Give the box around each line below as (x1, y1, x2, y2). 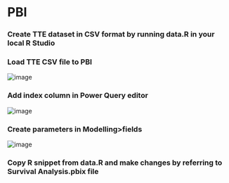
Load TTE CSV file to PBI (7, 57, 93, 67)
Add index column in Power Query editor (7, 91, 149, 101)
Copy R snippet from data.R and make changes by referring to (7, 158, 223, 168)
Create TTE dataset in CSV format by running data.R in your (7, 30, 215, 39)
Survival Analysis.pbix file (7, 166, 99, 176)
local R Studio (7, 38, 55, 48)
